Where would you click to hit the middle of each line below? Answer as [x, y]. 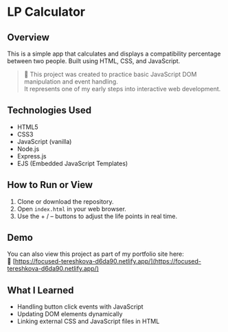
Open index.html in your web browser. [72, 209]
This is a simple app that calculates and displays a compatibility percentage [114, 54]
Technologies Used [49, 110]
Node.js [28, 149]
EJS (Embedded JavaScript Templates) [72, 163]
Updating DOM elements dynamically [70, 314]
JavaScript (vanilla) [44, 141]
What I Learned [41, 290]
